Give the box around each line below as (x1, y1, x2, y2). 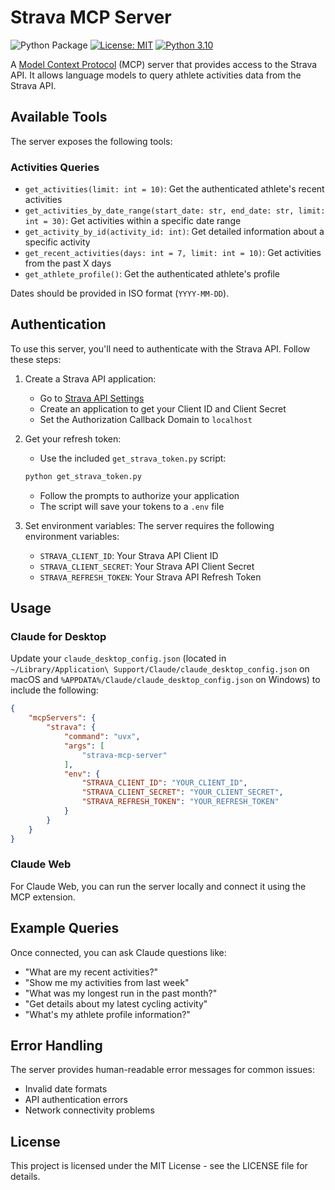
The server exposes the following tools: (10, 135, 173, 147)
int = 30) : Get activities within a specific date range (24, 215, 242, 227)
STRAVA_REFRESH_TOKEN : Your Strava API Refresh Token (39, 571, 262, 583)
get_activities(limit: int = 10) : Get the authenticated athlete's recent (24, 183, 325, 195)
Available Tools (10, 109, 108, 126)
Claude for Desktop (10, 630, 107, 644)
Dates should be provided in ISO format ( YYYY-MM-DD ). (10, 287, 230, 300)
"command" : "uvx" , (63, 732, 141, 742)
